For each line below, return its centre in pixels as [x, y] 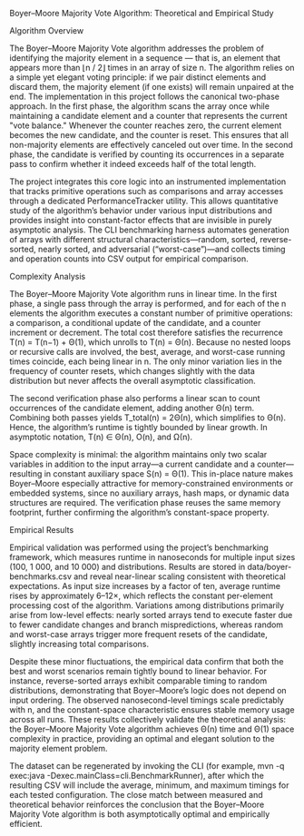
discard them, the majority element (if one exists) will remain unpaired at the [152, 87]
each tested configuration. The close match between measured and [136, 795]
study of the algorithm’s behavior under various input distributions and [141, 211]
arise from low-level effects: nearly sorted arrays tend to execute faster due [151, 615]
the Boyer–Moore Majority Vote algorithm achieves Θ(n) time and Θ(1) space [152, 729]
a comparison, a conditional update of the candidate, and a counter [135, 323]
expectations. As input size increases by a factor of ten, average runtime [145, 586]
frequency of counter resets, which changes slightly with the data [132, 371]
